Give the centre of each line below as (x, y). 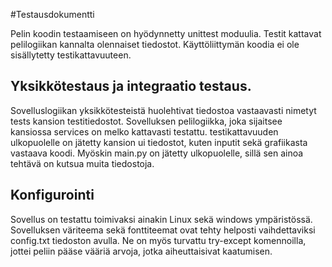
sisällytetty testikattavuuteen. (71, 55)
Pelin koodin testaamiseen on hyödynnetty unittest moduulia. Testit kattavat (166, 33)
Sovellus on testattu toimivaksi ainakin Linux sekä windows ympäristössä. (161, 219)
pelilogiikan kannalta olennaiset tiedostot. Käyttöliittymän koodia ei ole (155, 44)
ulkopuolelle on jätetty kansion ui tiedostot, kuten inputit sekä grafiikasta (159, 142)
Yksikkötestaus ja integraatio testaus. (131, 86)
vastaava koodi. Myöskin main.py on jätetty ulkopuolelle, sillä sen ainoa (157, 153)
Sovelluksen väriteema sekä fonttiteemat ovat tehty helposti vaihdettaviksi (163, 230)
